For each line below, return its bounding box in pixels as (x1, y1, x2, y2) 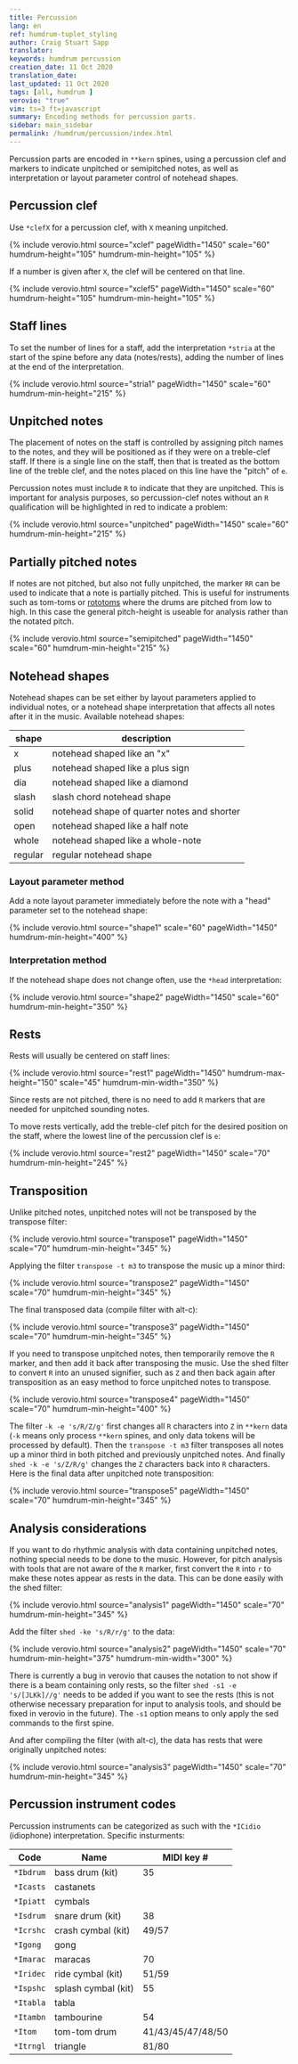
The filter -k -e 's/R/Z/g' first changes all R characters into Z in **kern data (9, 1421, 288, 1431)
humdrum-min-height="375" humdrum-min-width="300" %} (9, 1652, 233, 1663)
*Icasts (13, 1881, 46, 1892)
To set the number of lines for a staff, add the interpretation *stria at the (9, 342, 276, 353)
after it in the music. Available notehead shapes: (9, 710, 185, 722)
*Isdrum (13, 1911, 46, 1921)
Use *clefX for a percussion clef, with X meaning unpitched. (9, 222, 229, 233)
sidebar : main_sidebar (9, 121, 93, 130)
